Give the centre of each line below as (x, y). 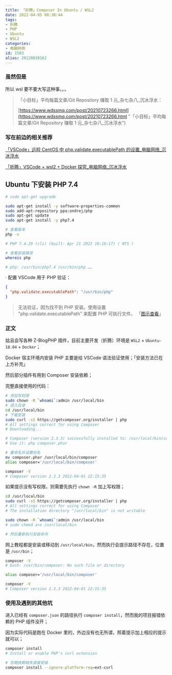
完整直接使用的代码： (28, 386)
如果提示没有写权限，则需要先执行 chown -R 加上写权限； (65, 487)
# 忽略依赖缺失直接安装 (27, 663)
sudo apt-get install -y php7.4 (40, 221)
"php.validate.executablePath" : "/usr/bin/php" (62, 292)
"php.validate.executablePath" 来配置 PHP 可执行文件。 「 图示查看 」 (91, 314)
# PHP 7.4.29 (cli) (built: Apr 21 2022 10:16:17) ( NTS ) (70, 244)
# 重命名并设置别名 (23, 453)
